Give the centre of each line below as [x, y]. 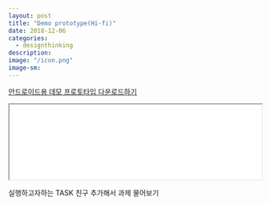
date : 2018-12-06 [37, 30]
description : [30, 53]
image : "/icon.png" [41, 61]
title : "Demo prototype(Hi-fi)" [62, 23]
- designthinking [44, 46]
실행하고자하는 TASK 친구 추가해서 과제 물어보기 [84, 192]
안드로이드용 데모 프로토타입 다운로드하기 [73, 91]
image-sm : [25, 68]
